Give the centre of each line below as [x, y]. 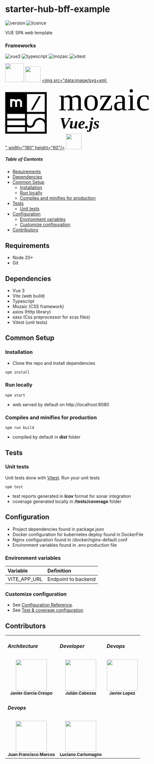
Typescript [23, 301]
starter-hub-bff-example [58, 9]
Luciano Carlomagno [80, 755]
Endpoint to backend [71, 579]
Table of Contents [24, 159]
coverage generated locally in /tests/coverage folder [67, 501]
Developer [72, 646]
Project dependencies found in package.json [58, 529]
